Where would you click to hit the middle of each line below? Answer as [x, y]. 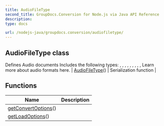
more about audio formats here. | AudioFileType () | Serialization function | [81, 70]
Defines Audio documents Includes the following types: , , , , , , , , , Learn [80, 65]
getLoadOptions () [29, 116]
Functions [21, 86]
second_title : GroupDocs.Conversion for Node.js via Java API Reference [82, 14]
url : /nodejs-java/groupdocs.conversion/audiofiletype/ [64, 33]
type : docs [16, 24]
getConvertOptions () [32, 108]
